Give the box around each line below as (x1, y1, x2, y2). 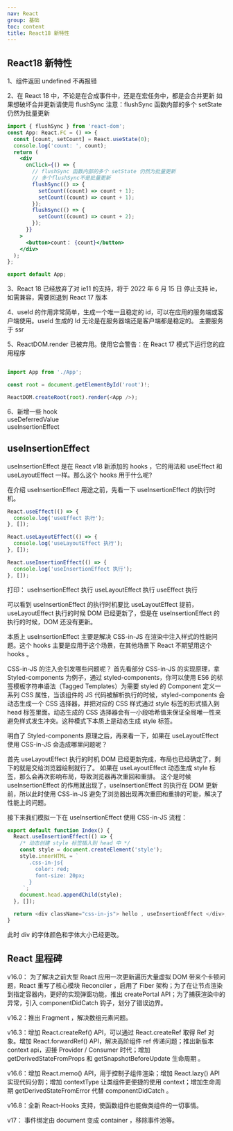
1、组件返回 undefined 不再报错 (7, 77, 97, 86)
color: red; (35, 865, 70, 872)
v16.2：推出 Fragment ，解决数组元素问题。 (7, 1013, 132, 1022)
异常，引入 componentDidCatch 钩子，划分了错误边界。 (7, 998, 167, 1007)
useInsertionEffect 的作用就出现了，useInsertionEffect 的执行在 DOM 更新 (7, 781, 218, 789)
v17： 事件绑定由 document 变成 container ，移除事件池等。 (7, 1116, 178, 1124)
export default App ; (7, 271, 67, 278)
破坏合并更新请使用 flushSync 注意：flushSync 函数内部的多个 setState (19, 100, 223, 108)
